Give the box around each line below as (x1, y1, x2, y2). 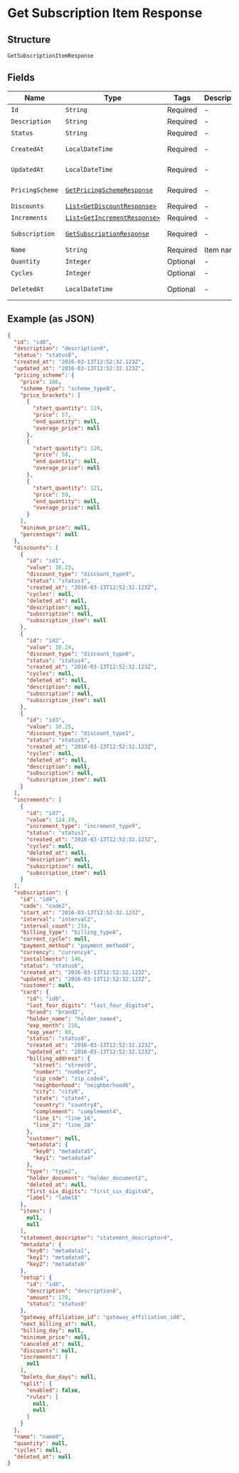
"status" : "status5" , (26, 736, 91, 744)
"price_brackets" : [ (20, 391, 81, 399)
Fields (7, 71, 36, 83)
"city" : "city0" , (33, 1088, 84, 1095)
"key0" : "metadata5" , (33, 1148, 97, 1155)
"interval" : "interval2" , (20, 916, 97, 923)
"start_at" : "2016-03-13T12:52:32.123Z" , (20, 908, 144, 916)
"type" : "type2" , (26, 1168, 78, 1175)
